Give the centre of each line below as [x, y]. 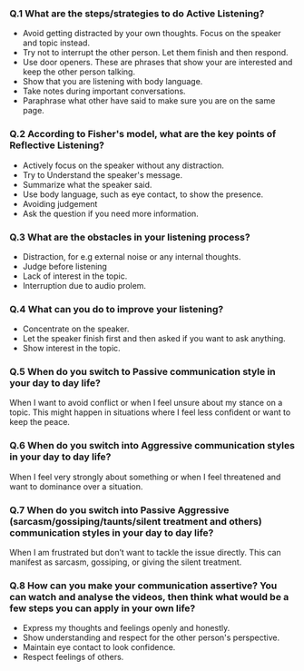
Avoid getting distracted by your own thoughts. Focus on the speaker [152, 34]
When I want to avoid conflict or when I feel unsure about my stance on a [146, 403]
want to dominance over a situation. [76, 486]
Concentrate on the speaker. [76, 329]
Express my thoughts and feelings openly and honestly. [126, 628]
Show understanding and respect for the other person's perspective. [151, 637]
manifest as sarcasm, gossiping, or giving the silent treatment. [126, 562]
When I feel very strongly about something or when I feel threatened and [145, 477]
